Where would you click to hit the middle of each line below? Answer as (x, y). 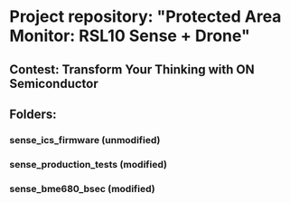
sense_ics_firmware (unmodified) (85, 140)
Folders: (33, 114)
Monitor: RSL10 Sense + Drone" (130, 36)
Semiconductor (54, 83)
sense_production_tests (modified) (88, 164)
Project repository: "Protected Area (145, 17)
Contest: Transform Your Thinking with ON (132, 69)
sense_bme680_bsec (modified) (82, 188)
